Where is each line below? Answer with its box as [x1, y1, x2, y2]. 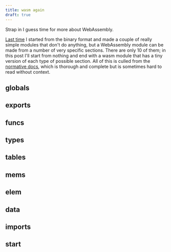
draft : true [5, 12, 31, 17]
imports [5, 223, 31, 232]
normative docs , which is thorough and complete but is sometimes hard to [5, 63, 162, 70]
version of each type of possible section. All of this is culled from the [5, 58, 151, 64]
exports [5, 101, 31, 110]
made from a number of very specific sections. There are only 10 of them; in [5, 47, 166, 53]
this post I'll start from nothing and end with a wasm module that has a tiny [5, 52, 163, 59]
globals [5, 83, 30, 92]
